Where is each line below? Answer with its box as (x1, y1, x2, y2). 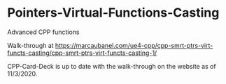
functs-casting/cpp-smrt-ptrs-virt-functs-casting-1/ (7, 49, 157, 57)
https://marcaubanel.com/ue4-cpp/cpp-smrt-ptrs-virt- (55, 41, 213, 49)
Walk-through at (7, 41, 54, 49)
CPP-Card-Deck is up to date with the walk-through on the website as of (7, 62, 216, 70)
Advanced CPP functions (7, 28, 80, 36)
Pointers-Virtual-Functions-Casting (7, 5, 220, 21)
